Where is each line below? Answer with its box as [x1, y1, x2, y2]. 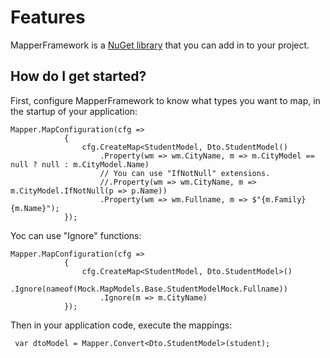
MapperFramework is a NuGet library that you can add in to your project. [10, 39, 310, 51]
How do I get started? [10, 68, 147, 85]
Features [10, 6, 86, 29]
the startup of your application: [10, 105, 138, 117]
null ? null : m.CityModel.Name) [10, 159, 150, 170]
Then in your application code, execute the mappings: [10, 319, 233, 331]
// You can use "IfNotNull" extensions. [99, 168, 271, 178]
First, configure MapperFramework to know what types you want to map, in [10, 94, 321, 106]
